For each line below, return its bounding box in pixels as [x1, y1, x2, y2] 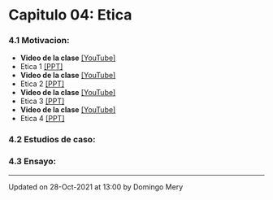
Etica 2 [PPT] [19, 79, 65, 89]
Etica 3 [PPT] [19, 96, 65, 107]
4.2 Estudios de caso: [8, 134, 96, 146]
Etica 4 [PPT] [19, 114, 65, 124]
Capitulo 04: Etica [8, 6, 132, 24]
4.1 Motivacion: [8, 35, 71, 46]
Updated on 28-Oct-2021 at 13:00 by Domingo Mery [8, 181, 184, 192]
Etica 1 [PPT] [19, 62, 63, 72]
